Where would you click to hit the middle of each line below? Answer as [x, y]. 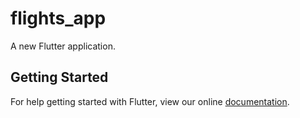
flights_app [58, 18]
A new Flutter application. [63, 46]
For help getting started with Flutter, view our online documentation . [150, 101]
